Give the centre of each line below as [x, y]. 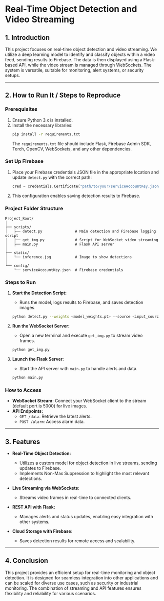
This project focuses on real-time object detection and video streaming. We [81, 49]
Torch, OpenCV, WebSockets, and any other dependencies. [72, 149]
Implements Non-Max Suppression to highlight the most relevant [84, 474]
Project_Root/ [20, 219]
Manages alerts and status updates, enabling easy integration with [86, 517]
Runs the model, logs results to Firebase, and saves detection [81, 302]
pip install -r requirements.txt [46, 134]
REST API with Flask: [33, 507]
